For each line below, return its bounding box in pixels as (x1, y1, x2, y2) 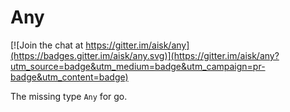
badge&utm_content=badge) (10, 71, 129, 83)
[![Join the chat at (10, 39, 84, 51)
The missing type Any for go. (10, 90, 128, 102)
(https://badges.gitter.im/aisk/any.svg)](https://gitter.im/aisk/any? (10, 49, 280, 61)
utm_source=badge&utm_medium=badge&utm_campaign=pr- (10, 60, 266, 72)
